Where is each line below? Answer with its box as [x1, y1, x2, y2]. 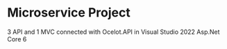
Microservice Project [7, 5, 131, 21]
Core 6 [7, 35, 27, 43]
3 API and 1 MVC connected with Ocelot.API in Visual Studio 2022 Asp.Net [7, 28, 220, 36]
